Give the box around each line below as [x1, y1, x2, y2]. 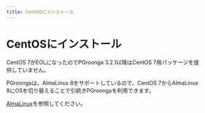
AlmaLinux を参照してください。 [6, 100, 86, 107]
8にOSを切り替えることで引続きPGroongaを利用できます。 [6, 87, 155, 94]
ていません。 [17, 66, 50, 73]
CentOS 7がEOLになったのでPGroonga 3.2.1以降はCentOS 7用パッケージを [6, 59, 194, 66]
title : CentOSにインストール [6, 9, 75, 15]
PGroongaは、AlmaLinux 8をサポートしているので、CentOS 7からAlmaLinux [6, 79, 199, 86]
